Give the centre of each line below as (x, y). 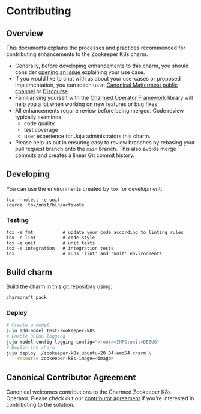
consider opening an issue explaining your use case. (80, 72)
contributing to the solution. (40, 405)
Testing (17, 220)
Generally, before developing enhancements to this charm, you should (102, 66)
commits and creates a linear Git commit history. (75, 155)
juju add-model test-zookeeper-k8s (51, 331)
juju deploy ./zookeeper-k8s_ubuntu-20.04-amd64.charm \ (79, 353)
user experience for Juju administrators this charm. (87, 136)
